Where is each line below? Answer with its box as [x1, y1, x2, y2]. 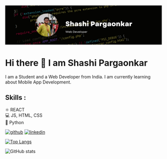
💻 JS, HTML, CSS [5, 112, 43, 118]
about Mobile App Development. [5, 79, 72, 85]
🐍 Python [5, 119, 24, 125]
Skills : [5, 93, 26, 102]
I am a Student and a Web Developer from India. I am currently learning [5, 74, 151, 79]
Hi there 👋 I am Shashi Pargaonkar [5, 58, 148, 69]
